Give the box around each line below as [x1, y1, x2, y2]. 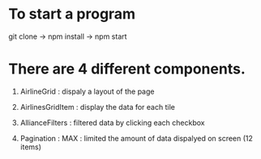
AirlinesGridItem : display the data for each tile [19, 102, 176, 111]
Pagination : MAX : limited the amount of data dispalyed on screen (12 [19, 133, 254, 143]
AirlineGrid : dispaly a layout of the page [19, 86, 155, 96]
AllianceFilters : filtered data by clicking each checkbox [19, 118, 205, 128]
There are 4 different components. [8, 60, 246, 78]
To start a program [8, 5, 136, 23]
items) [19, 142, 42, 152]
